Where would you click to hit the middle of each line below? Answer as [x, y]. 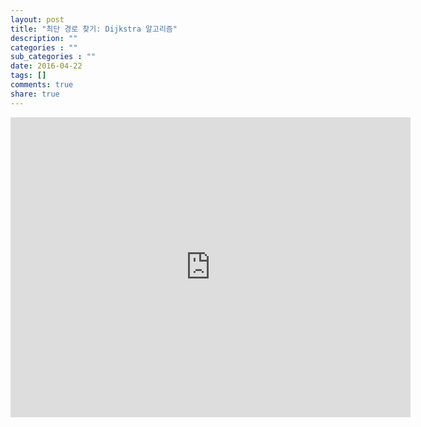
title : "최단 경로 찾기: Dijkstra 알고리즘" [94, 29]
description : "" [44, 38]
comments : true [42, 85]
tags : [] [28, 76]
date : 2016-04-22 [46, 66]
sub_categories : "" [53, 57]
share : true [35, 94]
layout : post [37, 19]
